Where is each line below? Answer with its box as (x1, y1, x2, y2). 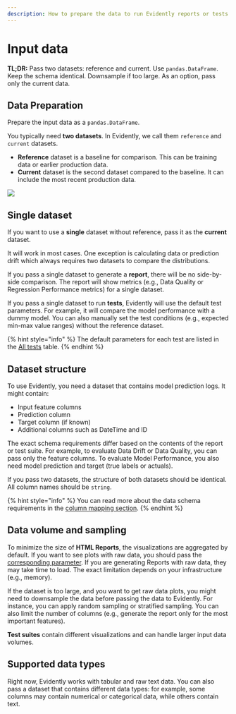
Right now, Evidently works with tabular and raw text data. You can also (7, 677, 215, 685)
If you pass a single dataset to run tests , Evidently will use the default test (7, 299, 222, 308)
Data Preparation (7, 99, 83, 111)
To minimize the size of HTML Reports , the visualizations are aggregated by (7, 543, 228, 551)
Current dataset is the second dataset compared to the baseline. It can (17, 168, 224, 176)
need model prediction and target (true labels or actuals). (7, 461, 173, 470)
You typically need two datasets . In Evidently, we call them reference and (7, 132, 222, 140)
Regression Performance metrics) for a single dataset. (7, 285, 164, 294)
